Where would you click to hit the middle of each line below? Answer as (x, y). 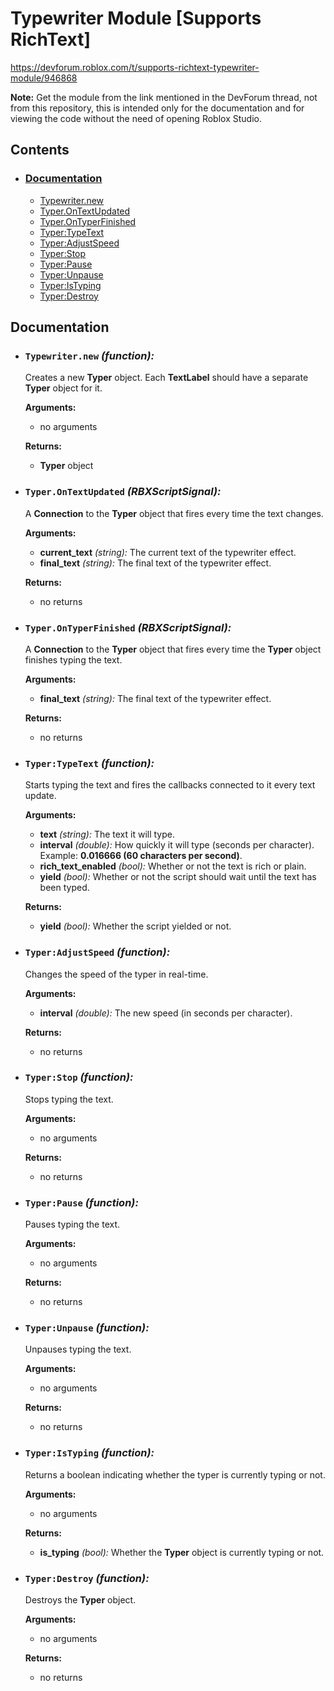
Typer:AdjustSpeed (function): (97, 952)
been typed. (64, 888)
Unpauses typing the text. (78, 1349)
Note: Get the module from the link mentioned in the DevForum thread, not (164, 97)
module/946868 (44, 78)
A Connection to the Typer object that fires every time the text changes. (174, 513)
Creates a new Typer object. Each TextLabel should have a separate (166, 378)
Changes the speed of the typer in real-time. (116, 974)
